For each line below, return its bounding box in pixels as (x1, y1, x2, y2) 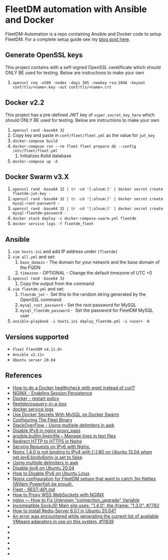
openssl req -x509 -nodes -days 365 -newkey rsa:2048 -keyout (12, 80, 145, 85)
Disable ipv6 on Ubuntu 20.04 (12, 465, 75, 471)
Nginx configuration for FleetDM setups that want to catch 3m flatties (12, 475, 156, 481)
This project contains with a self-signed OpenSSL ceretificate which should (5, 64, 161, 70)
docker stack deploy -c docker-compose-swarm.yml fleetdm (12, 216, 136, 221)
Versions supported (5, 332, 69, 341)
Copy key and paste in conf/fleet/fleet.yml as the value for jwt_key (12, 132, 155, 138)
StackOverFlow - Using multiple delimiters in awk (12, 422, 114, 428)
